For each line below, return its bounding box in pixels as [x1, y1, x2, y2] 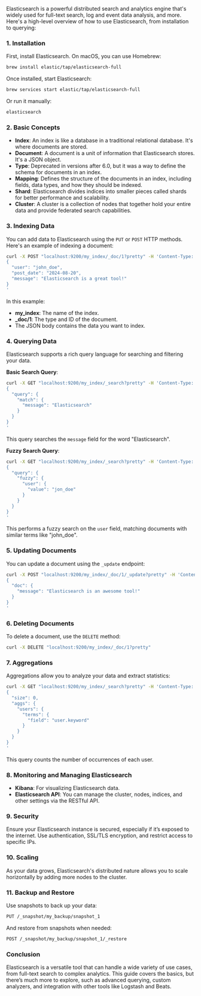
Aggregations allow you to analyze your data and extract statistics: [6, 672, 170, 679]
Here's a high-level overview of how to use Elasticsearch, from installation [6, 18, 189, 25]
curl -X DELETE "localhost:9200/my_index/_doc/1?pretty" [6, 644, 151, 650]
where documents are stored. [14, 143, 88, 150]
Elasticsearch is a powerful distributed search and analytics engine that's [6, 5, 187, 12]
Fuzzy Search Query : [6, 447, 60, 454]
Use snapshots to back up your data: [6, 902, 98, 909]
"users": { [17, 706, 44, 712]
